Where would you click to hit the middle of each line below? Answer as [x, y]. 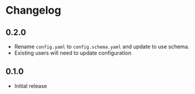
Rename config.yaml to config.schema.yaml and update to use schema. [102, 46]
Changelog [33, 10]
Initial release [30, 86]
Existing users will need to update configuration [73, 53]
